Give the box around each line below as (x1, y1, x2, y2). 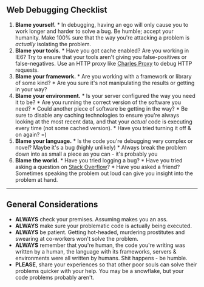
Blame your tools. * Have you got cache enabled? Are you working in (15, 47, 189, 54)
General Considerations (6, 199, 98, 210)
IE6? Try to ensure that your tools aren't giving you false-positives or (15, 53, 187, 60)
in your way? (15, 85, 47, 93)
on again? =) (15, 131, 47, 138)
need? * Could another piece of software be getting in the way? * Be (15, 105, 188, 112)
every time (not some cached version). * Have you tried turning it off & (15, 124, 191, 131)
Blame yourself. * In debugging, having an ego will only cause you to (15, 21, 189, 28)
